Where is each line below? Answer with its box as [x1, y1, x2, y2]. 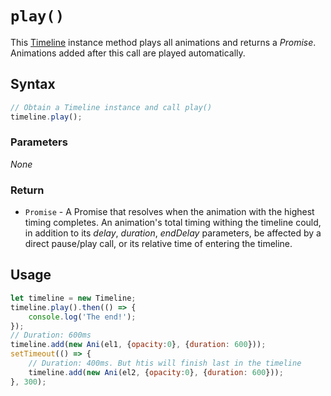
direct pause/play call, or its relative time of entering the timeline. [24, 238, 293, 250]
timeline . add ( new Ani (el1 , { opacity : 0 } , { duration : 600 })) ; [10, 340, 267, 350]
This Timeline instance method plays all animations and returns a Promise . [10, 36, 317, 48]
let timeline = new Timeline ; [10, 293, 137, 303]
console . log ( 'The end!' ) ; [28, 312, 137, 322]
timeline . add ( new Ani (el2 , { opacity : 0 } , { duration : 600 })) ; [28, 367, 284, 377]
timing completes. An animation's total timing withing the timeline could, [24, 217, 322, 229]
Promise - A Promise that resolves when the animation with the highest [24, 206, 315, 218]
